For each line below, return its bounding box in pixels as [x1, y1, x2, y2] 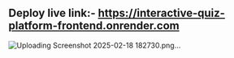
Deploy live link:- [8, 6, 96, 20]
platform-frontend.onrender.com [8, 19, 180, 33]
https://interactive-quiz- [97, 6, 226, 20]
